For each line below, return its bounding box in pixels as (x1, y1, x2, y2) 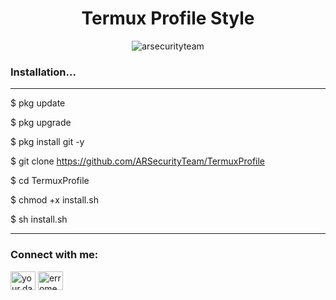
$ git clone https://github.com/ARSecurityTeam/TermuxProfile (10, 155, 266, 167)
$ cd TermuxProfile (10, 175, 90, 187)
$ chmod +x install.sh (10, 194, 99, 206)
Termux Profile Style (81, 7, 255, 30)
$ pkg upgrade (10, 117, 72, 129)
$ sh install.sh (10, 213, 68, 226)
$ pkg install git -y (10, 136, 85, 148)
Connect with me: (10, 248, 99, 262)
